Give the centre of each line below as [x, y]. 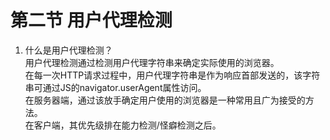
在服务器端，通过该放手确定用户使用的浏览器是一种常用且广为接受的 [165, 100]
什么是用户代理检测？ [68, 50]
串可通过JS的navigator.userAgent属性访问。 [115, 87]
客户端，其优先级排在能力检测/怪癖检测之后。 [127, 125]
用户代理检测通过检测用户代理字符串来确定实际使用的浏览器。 [152, 62]
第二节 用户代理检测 [91, 20]
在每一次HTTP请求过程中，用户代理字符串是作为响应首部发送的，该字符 [172, 75]
